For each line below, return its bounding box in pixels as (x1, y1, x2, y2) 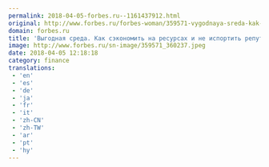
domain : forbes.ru (8, 26, 70, 35)
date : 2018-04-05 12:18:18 (8, 49, 98, 57)
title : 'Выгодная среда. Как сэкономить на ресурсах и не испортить (8, 34, 242, 43)
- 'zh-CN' (11, 116, 45, 124)
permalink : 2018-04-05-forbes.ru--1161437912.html (8, 11, 181, 20)
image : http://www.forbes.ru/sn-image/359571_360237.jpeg (8, 42, 206, 50)
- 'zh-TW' (11, 124, 45, 132)
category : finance (8, 57, 70, 65)
